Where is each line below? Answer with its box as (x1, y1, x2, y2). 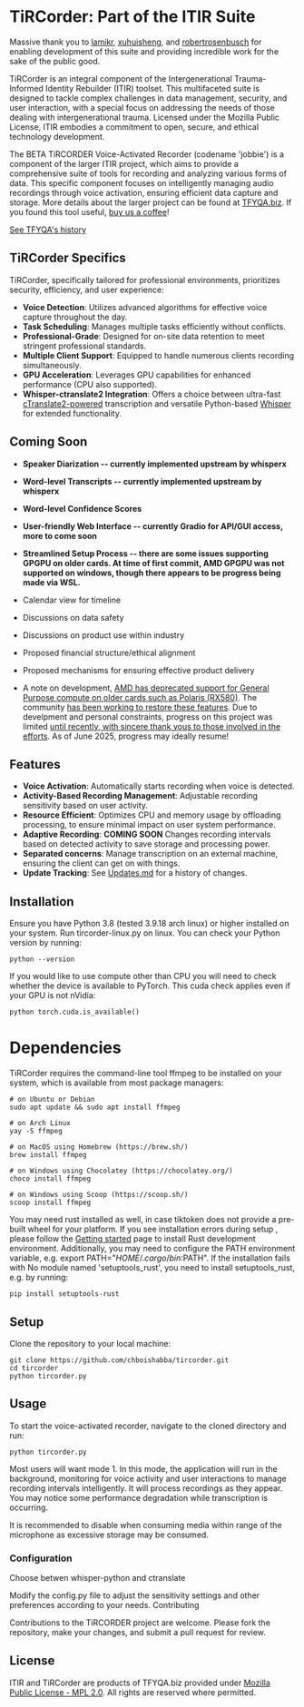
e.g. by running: (9, 1272, 69, 1283)
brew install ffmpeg (9, 1151, 88, 1160)
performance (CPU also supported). (22, 378, 157, 389)
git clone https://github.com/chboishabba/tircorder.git (9, 1355, 230, 1365)
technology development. (9, 131, 105, 142)
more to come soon (22, 530, 98, 541)
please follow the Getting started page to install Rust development (9, 1233, 256, 1244)
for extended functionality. (22, 407, 123, 418)
